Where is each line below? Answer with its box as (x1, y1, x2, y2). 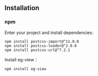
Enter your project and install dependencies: (4, 29, 94, 36)
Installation (4, 4, 39, 12)
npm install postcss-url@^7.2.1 (4, 47, 70, 53)
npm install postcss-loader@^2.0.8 (4, 43, 77, 48)
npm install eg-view (4, 66, 47, 71)
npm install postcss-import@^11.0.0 (4, 39, 79, 44)
